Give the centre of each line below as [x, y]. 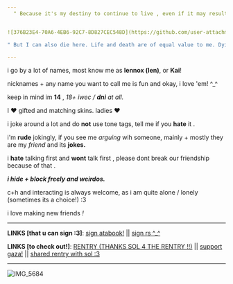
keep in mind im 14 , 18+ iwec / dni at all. [66, 97]
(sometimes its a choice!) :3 [47, 200]
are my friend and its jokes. [46, 145]
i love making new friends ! [46, 213]
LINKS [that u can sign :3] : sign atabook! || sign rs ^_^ [84, 233]
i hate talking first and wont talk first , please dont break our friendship [109, 158]
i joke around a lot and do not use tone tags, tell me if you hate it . [101, 124]
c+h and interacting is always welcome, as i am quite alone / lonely [103, 193]
